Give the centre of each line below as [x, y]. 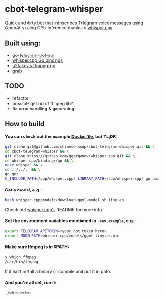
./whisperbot [18, 293]
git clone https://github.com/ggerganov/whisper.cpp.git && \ [70, 156]
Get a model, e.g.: [24, 190]
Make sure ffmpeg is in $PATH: [37, 247]
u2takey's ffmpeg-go [34, 65]
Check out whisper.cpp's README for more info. [54, 210]
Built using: [23, 43]
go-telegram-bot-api [33, 55]
